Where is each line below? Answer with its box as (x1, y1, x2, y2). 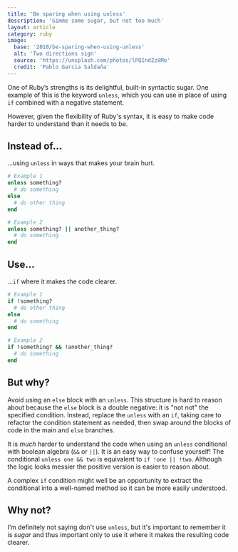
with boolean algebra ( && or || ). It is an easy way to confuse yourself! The (7, 447, 224, 456)
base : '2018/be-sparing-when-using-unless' (14, 43, 145, 51)
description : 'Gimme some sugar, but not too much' (7, 17, 164, 24)
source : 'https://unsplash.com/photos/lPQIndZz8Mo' (14, 57, 171, 64)
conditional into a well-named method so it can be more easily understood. (7, 484, 227, 492)
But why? (7, 377, 50, 389)
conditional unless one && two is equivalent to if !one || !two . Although (7, 454, 222, 463)
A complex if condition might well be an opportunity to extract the (7, 476, 203, 484)
